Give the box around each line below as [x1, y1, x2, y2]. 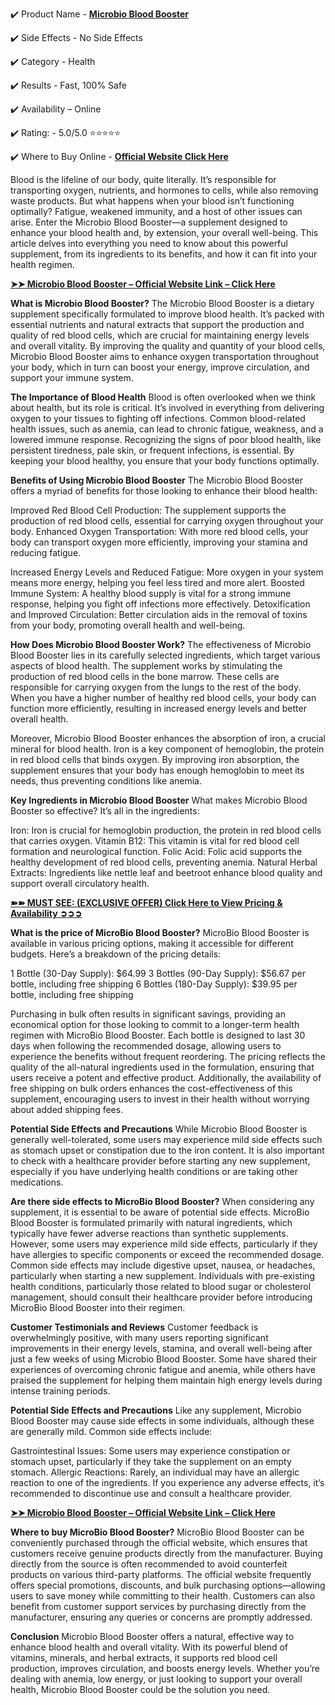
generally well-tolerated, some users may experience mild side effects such [10, 1134, 323, 1145]
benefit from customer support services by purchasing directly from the [10, 1601, 307, 1612]
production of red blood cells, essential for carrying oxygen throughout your [10, 515, 324, 527]
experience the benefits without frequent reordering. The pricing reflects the [10, 1051, 326, 1062]
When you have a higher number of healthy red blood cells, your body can [10, 692, 317, 703]
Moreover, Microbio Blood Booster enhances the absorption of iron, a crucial [10, 733, 326, 744]
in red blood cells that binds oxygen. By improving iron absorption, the [10, 754, 300, 765]
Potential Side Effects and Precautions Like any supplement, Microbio [10, 1404, 302, 1416]
